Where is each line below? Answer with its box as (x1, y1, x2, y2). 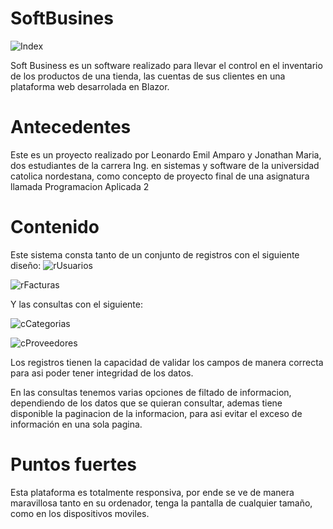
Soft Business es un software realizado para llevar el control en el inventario (10, 59, 323, 71)
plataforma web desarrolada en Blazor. (10, 80, 170, 92)
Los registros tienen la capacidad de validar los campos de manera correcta (10, 356, 324, 368)
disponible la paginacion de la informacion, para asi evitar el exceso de (10, 407, 303, 419)
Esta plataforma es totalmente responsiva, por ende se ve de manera (10, 486, 295, 498)
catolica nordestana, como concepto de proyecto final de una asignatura (10, 170, 310, 182)
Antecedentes (10, 116, 132, 139)
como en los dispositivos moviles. (10, 507, 150, 519)
